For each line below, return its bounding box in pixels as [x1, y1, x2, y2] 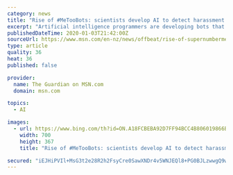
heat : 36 [7, 56, 33, 62]
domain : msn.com [13, 87, 60, 94]
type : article [7, 42, 49, 49]
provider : [7, 74, 36, 81]
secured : [7, 157, 33, 164]
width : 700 [19, 131, 51, 139]
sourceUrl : [7, 36, 39, 43]
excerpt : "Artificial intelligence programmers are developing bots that [7, 23, 225, 30]
